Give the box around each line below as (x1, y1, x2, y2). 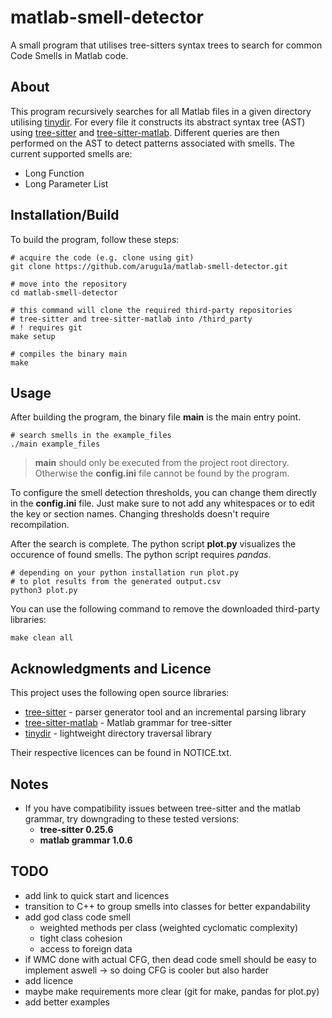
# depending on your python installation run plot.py (10, 568, 240, 578)
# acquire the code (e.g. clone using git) (10, 252, 195, 263)
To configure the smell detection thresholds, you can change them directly (10, 487, 318, 499)
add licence (24, 974, 74, 986)
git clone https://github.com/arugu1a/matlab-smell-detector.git (10, 261, 288, 271)
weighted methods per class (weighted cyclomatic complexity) (39, 921, 299, 933)
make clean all (10, 633, 74, 643)
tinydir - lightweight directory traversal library (24, 727, 212, 740)
